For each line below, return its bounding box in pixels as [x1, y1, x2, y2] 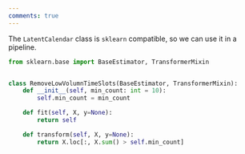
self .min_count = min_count [37, 94, 131, 103]
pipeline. [8, 42, 37, 52]
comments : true [8, 11, 59, 20]
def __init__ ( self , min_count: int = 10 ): [22, 87, 167, 95]
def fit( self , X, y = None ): [22, 109, 113, 117]
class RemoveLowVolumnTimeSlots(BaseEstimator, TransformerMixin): [8, 79, 239, 87]
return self [37, 116, 78, 124]
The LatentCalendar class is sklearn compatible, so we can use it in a [8, 34, 238, 43]
